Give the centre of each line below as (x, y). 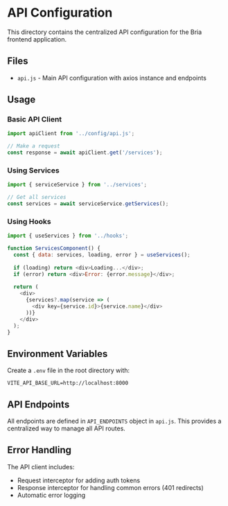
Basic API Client (35, 119)
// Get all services (37, 198)
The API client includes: (41, 466)
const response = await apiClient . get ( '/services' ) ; (85, 153)
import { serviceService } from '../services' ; (77, 185)
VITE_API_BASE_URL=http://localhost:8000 (68, 383)
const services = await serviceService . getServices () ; (88, 204)
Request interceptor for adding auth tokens (79, 480)
